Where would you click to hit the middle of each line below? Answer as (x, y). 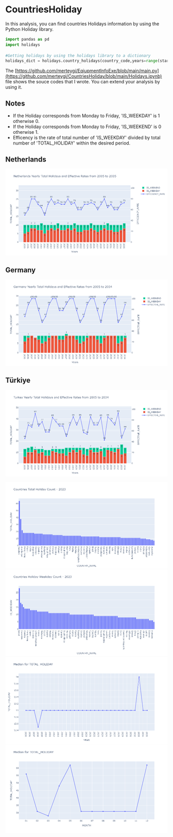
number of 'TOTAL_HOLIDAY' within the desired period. (72, 143)
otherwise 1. (25, 132)
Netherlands (26, 159)
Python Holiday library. (30, 29)
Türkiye (18, 380)
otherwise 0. (26, 121)
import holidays (23, 45)
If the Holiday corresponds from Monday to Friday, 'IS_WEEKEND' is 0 (87, 127)
